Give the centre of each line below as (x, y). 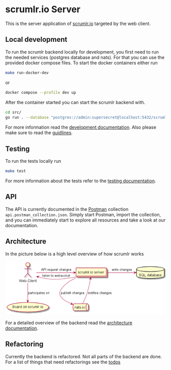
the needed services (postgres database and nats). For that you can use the (85, 57)
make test (16, 171)
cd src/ (13, 112)
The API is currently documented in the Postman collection (67, 209)
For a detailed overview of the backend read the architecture (69, 323)
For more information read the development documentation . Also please (81, 127)
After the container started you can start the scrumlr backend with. (75, 102)
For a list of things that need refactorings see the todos (63, 362)
